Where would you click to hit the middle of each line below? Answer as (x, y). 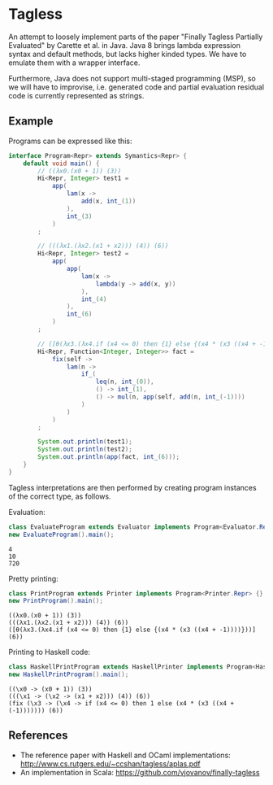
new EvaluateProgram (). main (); (61, 534)
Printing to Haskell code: (50, 652)
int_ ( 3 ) (79, 216)
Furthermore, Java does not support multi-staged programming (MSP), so (132, 78)
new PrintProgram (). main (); (56, 601)
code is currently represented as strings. (76, 95)
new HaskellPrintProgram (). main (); (69, 675)
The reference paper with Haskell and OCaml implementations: (126, 755)
